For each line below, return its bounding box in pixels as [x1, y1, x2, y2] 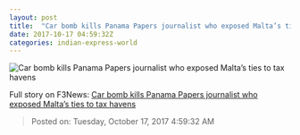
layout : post [9, 13, 58, 22]
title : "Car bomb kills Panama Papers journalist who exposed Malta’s [9, 21, 281, 30]
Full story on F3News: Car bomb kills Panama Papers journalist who [9, 89, 258, 100]
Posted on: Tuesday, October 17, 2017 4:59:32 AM [30, 116, 215, 127]
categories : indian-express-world [9, 38, 138, 47]
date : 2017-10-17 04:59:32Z [9, 30, 114, 38]
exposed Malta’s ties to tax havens [9, 99, 137, 110]
